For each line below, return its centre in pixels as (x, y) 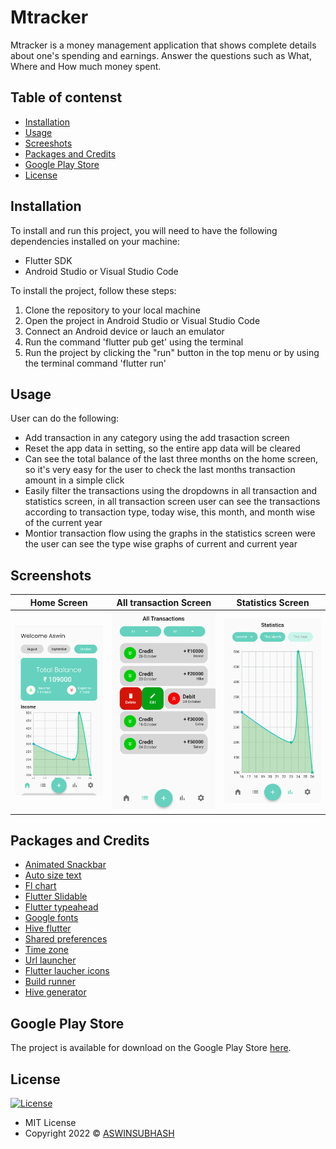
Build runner (50, 982)
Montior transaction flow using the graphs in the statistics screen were (170, 533)
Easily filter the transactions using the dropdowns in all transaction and (171, 491)
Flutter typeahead (61, 907)
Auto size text (53, 875)
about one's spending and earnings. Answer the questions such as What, (161, 55)
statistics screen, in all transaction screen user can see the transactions (172, 502)
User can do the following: (65, 418)
